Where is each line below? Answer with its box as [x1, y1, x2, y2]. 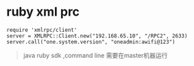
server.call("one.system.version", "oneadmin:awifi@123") [6, 38, 175, 45]
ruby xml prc [6, 4, 80, 20]
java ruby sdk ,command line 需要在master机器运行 [23, 51, 168, 59]
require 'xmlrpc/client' [6, 27, 77, 33]
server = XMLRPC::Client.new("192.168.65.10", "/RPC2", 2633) [6, 32, 188, 39]
